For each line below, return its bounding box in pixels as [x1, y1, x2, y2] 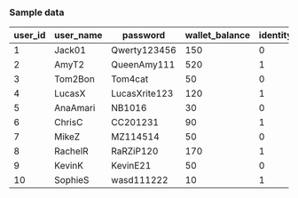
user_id [13, 29, 46, 42]
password [122, 29, 166, 42]
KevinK [54, 160, 84, 172]
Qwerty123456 [110, 44, 177, 57]
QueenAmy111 [110, 59, 176, 71]
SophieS [54, 174, 90, 186]
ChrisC [54, 116, 83, 129]
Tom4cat [110, 73, 149, 85]
